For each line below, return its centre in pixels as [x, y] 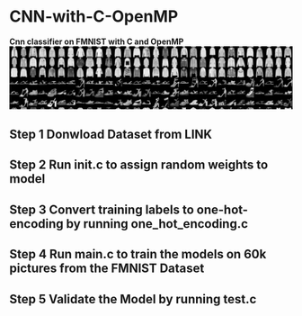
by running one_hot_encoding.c [157, 224]
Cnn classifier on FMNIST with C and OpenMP [97, 41]
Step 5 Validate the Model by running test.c [133, 299]
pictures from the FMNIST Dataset [107, 269]
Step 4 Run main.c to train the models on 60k [138, 254]
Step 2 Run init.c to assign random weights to [139, 165]
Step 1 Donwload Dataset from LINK [111, 135]
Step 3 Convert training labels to [102, 209]
